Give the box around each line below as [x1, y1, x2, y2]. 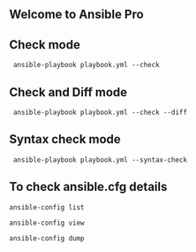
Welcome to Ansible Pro [9, 7, 144, 22]
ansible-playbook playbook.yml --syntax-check [12, 155, 188, 164]
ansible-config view [9, 218, 86, 227]
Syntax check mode [9, 132, 121, 147]
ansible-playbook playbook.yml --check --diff [12, 108, 188, 118]
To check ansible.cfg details [9, 179, 168, 195]
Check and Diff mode [9, 84, 128, 100]
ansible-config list [9, 202, 86, 211]
